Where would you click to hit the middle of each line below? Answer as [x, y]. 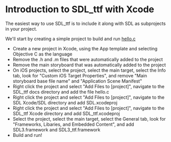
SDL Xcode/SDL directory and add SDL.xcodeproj [65, 102]
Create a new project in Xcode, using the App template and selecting [85, 48]
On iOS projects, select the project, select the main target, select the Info [89, 70]
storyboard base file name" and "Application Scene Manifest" [77, 81]
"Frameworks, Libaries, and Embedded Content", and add [73, 124]
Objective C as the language [42, 54]
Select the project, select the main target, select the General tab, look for [89, 119]
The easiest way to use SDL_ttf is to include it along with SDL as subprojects [86, 23]
